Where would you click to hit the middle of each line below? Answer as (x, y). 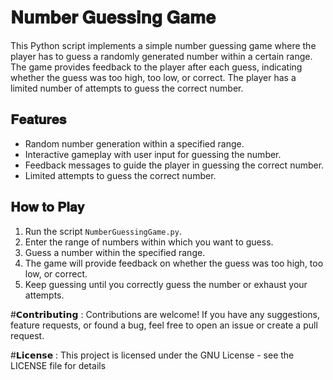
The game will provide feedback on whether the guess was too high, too (174, 263)
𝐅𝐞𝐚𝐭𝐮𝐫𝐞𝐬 (38, 119)
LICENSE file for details (58, 365)
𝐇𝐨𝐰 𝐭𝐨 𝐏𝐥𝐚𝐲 (47, 207)
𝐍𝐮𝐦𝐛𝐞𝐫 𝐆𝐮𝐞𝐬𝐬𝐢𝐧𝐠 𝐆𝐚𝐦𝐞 (113, 17)
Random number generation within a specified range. (134, 143)
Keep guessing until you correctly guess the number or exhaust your (166, 284)
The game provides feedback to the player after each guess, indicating (156, 67)
